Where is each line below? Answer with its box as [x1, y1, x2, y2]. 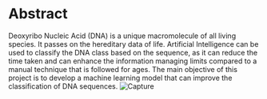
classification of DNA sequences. [8, 81, 118, 91]
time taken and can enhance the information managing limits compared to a [8, 56, 257, 66]
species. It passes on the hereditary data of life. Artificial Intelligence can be [8, 39, 259, 48]
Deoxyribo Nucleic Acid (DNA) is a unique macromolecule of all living [8, 31, 237, 40]
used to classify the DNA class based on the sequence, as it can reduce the [8, 48, 258, 57]
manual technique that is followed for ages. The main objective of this [8, 64, 238, 74]
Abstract [8, 5, 68, 23]
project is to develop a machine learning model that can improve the [8, 73, 233, 82]
